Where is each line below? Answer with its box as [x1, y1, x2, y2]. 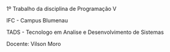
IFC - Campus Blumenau [6, 17, 68, 24]
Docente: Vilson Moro [6, 41, 61, 47]
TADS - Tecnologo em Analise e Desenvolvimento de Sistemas [6, 28, 164, 36]
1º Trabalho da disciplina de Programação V [6, 5, 117, 12]
